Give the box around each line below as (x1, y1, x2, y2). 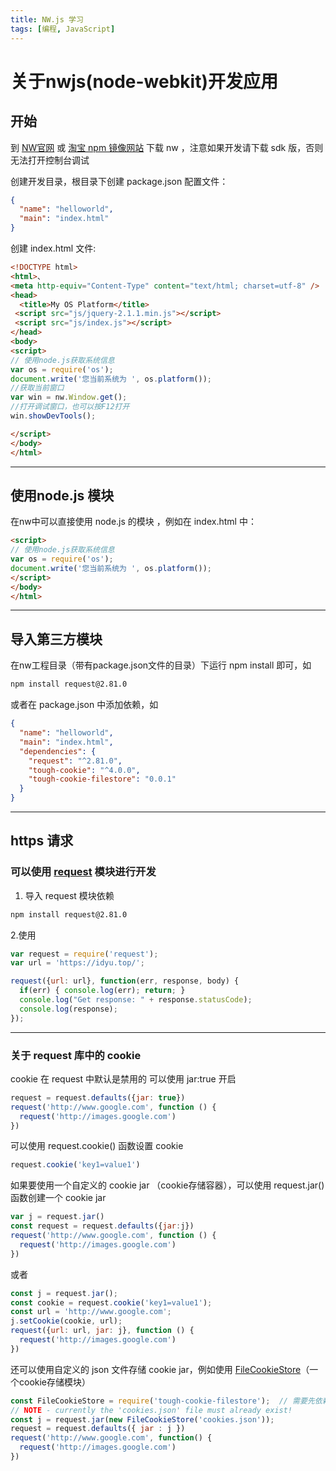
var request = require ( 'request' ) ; (10, 949, 159, 959)
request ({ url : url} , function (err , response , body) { (10, 976, 240, 986)
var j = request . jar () (10, 1212, 105, 1222)
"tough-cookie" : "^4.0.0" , (28, 765, 141, 775)
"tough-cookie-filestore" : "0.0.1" (28, 774, 177, 785)
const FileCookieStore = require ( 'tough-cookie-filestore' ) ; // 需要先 (10, 1396, 315, 1406)
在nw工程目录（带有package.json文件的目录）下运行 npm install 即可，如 (10, 659, 312, 671)
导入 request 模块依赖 (24, 889, 115, 901)
